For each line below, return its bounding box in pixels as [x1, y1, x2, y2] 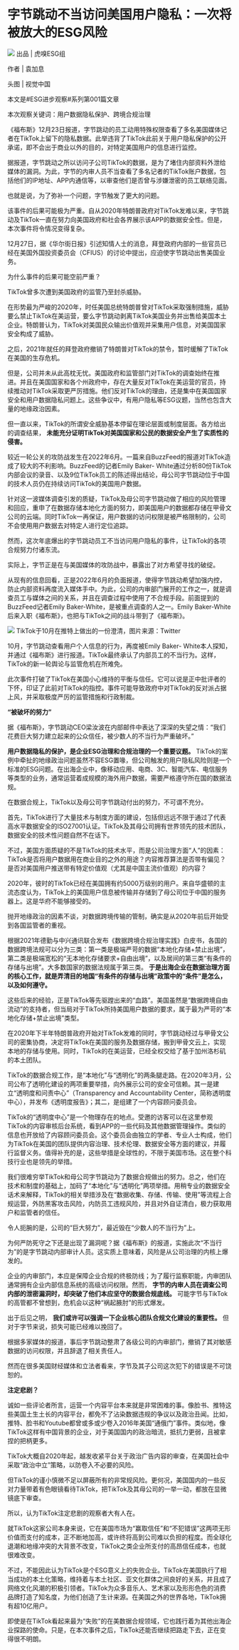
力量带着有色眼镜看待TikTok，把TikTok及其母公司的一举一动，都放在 [13, 1484, 215, 1493]
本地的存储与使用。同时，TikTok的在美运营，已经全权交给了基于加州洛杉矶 [7, 1046, 226, 1055]
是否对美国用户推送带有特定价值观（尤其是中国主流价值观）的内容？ [7, 864, 207, 872]
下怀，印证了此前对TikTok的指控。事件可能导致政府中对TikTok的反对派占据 [7, 683, 227, 692]
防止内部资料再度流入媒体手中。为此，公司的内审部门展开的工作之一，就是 [7, 584, 225, 593]
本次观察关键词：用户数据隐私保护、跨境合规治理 [7, 110, 151, 118]
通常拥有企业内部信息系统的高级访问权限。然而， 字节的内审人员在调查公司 [7, 1280, 228, 1289]
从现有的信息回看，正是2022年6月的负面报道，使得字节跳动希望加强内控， [7, 575, 226, 584]
